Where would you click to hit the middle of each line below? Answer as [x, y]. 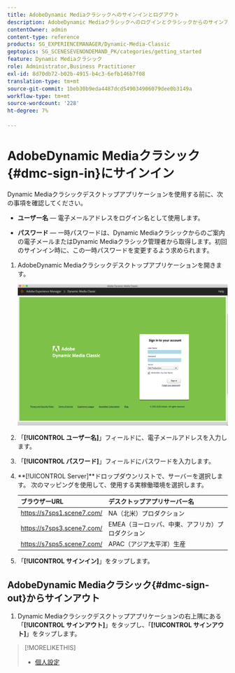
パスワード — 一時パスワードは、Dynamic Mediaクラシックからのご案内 [121, 233]
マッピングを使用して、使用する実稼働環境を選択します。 [125, 485]
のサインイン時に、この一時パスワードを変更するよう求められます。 [115, 250]
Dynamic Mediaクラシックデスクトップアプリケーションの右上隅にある [119, 616]
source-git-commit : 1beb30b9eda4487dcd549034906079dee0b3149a [100, 89]
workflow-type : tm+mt [39, 96]
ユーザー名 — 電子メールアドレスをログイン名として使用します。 [111, 218]
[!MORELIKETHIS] [50, 648]
